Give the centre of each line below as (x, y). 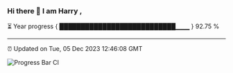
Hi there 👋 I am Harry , (45, 11)
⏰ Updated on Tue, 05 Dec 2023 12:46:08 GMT (75, 49)
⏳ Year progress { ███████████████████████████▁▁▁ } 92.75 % (113, 26)
